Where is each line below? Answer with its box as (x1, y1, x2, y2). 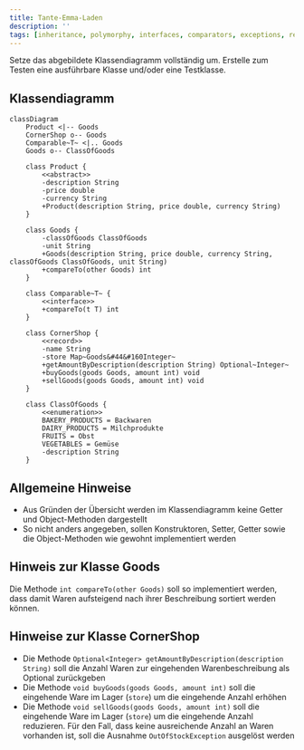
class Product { (25, 162, 88, 172)
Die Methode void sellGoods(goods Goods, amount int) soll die (22, 701, 260, 712)
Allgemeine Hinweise (9, 480, 132, 495)
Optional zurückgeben (22, 672, 106, 683)
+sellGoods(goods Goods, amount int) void (42, 377, 204, 386)
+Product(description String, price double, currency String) (42, 202, 281, 211)
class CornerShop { (25, 329, 100, 338)
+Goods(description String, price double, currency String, (42, 250, 273, 259)
